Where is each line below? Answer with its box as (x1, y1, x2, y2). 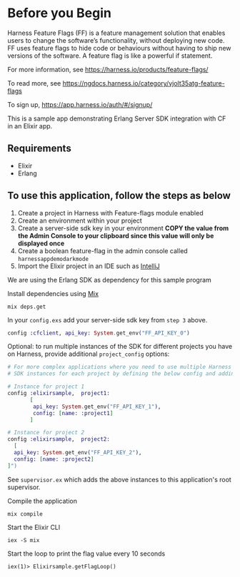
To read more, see (7, 78, 61, 87)
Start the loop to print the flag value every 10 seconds (7, 549, 166, 558)
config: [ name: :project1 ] (33, 409, 114, 417)
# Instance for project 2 (7, 429, 84, 436)
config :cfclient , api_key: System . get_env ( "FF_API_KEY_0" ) (7, 330, 191, 337)
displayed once (17, 239, 65, 247)
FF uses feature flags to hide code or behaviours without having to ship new (7, 44, 231, 52)
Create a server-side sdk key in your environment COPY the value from (17, 223, 229, 233)
